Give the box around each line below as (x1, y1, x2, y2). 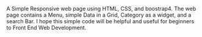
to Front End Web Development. (6, 24, 87, 31)
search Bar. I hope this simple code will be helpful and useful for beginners (6, 18, 195, 24)
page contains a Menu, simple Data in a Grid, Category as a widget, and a (6, 11, 192, 18)
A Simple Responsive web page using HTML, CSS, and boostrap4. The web (6, 5, 197, 12)
